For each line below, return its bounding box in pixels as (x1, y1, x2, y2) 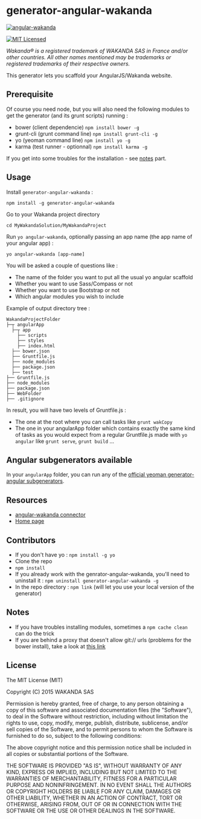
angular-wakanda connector (14, 511, 86, 519)
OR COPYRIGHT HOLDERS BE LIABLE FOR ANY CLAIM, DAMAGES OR (6, 787, 181, 795)
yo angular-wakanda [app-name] (6, 251, 85, 257)
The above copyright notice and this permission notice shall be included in (6, 743, 191, 751)
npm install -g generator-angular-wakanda (6, 200, 115, 206)
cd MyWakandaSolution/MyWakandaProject (6, 222, 107, 228)
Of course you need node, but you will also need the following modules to (6, 105, 190, 113)
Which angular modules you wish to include (14, 293, 124, 300)
